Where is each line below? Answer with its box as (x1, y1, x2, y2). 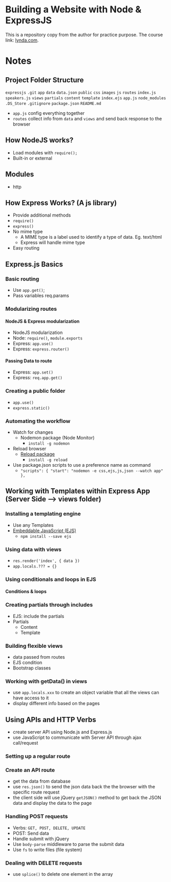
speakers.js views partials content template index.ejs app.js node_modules (5, 95, 166, 101)
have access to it (12, 695, 49, 701)
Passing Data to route (5, 358, 52, 364)
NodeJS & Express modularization (5, 318, 80, 324)
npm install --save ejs (20, 534, 72, 539)
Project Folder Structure (5, 76, 84, 84)
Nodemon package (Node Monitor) (20, 434, 95, 440)
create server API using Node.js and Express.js (12, 729, 112, 735)
